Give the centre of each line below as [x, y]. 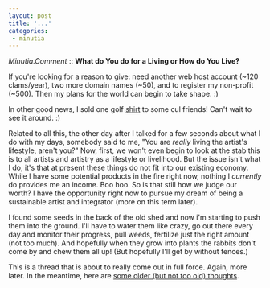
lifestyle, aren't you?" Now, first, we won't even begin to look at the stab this [134, 150]
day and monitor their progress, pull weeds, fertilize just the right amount [129, 235]
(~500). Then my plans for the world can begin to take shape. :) [113, 94]
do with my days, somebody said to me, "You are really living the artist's [128, 142]
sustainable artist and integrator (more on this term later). [103, 202]
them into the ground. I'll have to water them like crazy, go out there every [131, 226]
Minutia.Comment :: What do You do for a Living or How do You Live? [124, 61]
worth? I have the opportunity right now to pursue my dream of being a [126, 193]
